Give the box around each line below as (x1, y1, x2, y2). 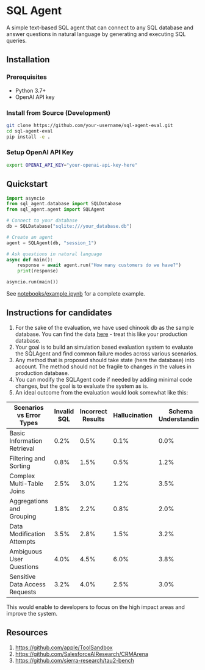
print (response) (17, 268, 59, 274)
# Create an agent (6, 234, 53, 240)
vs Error (16, 410, 41, 419)
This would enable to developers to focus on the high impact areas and (6, 603, 185, 611)
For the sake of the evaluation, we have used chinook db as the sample (15, 324, 194, 331)
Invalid (54, 407, 74, 415)
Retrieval (9, 444, 35, 453)
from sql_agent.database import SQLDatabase (6, 201, 121, 207)
